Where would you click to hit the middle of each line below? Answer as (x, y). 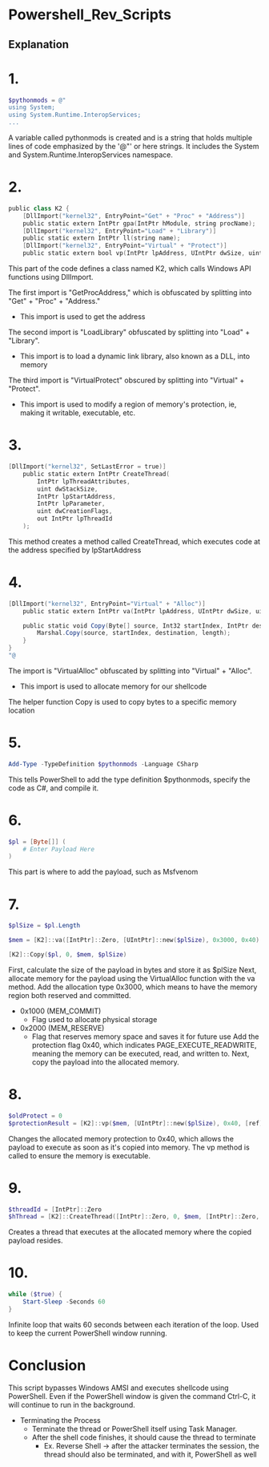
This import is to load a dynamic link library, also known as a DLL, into (135, 356)
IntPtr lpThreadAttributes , (84, 481)
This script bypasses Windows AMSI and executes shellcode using (119, 1388)
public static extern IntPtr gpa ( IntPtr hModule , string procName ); (139, 223)
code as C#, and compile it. (54, 788)
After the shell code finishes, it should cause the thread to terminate (144, 1437)
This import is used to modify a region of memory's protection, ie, (128, 404)
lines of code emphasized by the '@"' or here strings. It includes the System (134, 147)
